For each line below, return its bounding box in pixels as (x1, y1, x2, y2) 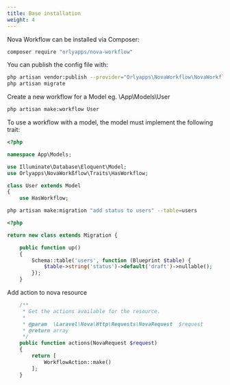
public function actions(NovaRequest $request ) (19, 340, 157, 347)
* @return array (22, 327, 69, 334)
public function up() (19, 244, 81, 251)
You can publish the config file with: (7, 61, 108, 69)
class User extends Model (7, 182, 81, 189)
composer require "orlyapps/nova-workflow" (7, 49, 133, 55)
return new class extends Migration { (7, 232, 118, 239)
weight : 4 (7, 16, 36, 23)
